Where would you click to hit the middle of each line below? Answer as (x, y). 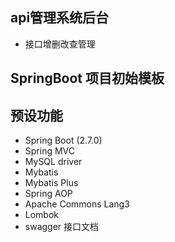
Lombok (42, 215)
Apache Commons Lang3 (77, 204)
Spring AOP (48, 194)
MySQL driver (53, 162)
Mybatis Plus (51, 183)
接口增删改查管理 (60, 44)
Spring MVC (50, 151)
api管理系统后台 (60, 18)
